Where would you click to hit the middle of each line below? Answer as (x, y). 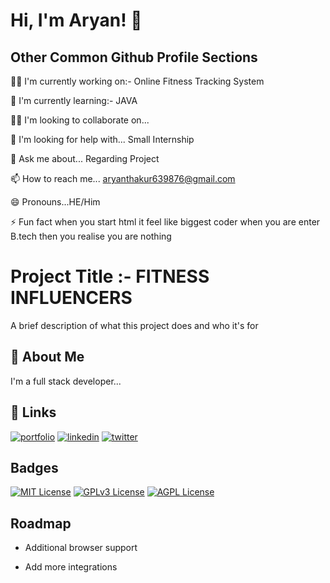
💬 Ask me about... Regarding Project (85, 158)
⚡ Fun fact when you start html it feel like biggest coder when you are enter (165, 222)
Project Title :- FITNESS (110, 276)
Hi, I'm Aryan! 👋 (76, 20)
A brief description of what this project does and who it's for (134, 325)
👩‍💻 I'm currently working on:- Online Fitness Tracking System (137, 81)
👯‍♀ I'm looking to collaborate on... (80, 120)
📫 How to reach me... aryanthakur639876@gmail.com (123, 178)
